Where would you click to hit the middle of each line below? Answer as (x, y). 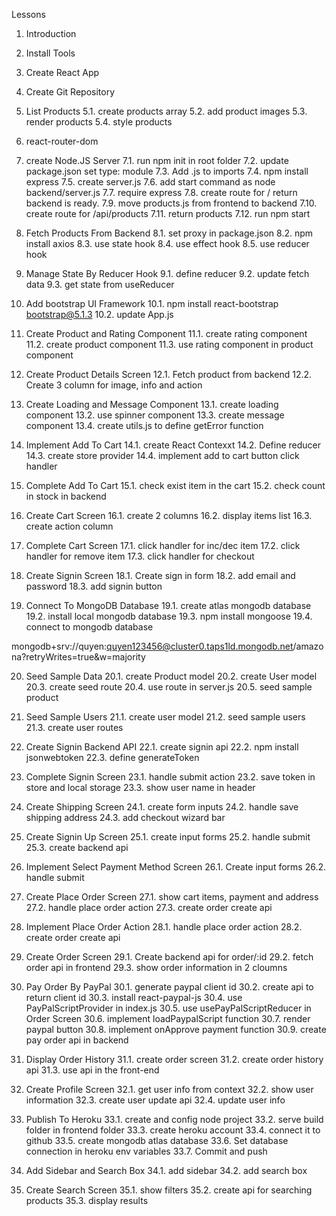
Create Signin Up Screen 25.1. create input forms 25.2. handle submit (168, 837)
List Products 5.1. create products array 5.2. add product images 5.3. (166, 111)
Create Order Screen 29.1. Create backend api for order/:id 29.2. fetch (169, 957)
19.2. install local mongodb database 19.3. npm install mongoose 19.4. (169, 616)
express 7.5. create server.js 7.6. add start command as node (150, 182)
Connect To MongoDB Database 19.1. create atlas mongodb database (168, 605)
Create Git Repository (70, 92)
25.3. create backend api (77, 847)
